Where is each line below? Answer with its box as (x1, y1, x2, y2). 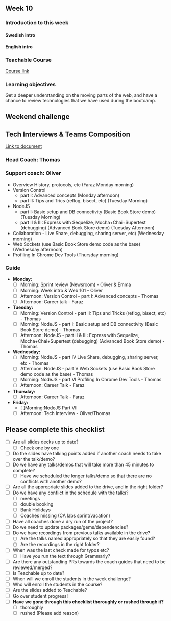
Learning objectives (5, 81, 56, 88)
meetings (20, 495, 40, 501)
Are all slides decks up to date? (12, 438, 79, 445)
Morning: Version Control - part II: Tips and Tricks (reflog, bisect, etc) (20, 310, 166, 316)
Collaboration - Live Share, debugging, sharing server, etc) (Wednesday (12, 230, 164, 236)
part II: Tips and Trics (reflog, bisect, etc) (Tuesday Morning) (20, 197, 148, 203)
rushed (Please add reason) (20, 610, 79, 616)
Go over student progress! (12, 592, 68, 599)
